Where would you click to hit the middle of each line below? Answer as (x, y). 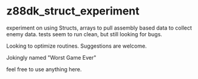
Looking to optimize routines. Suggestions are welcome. (77, 46)
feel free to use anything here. (44, 69)
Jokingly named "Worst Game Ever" (51, 57)
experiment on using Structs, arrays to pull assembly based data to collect (99, 28)
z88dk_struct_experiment (73, 11)
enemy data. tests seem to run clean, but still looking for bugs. (84, 34)
